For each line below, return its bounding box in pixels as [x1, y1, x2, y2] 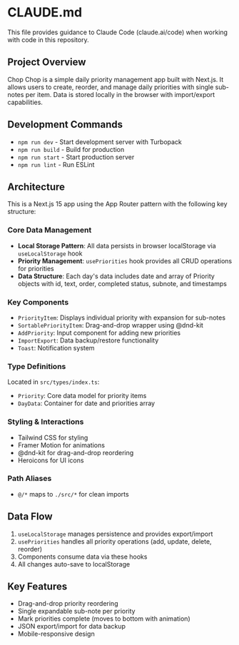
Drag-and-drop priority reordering [17, 599, 118, 608]
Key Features [7, 581, 68, 593]
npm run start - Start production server [17, 153, 135, 161]
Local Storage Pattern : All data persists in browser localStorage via [17, 241, 216, 250]
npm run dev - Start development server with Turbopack [17, 137, 182, 146]
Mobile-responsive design [17, 629, 95, 639]
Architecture [7, 181, 66, 193]
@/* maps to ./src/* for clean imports [17, 489, 130, 498]
